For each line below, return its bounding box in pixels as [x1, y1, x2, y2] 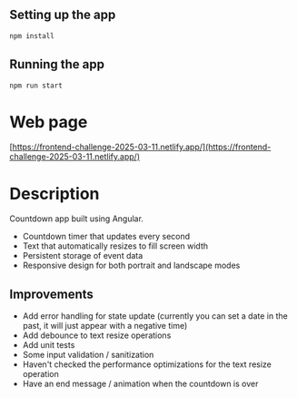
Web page [9, 111, 88, 132]
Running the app [9, 56, 104, 72]
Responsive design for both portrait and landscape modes [22, 260, 241, 271]
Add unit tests [22, 340, 75, 351]
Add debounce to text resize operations [22, 330, 172, 341]
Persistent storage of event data [22, 250, 144, 261]
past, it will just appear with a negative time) [22, 321, 188, 332]
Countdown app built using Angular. [9, 213, 144, 224]
